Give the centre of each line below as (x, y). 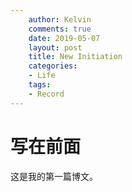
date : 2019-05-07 (64, 38)
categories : (53, 66)
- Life (42, 76)
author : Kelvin (60, 19)
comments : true (60, 29)
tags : (40, 85)
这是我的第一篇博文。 (54, 176)
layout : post (55, 47)
